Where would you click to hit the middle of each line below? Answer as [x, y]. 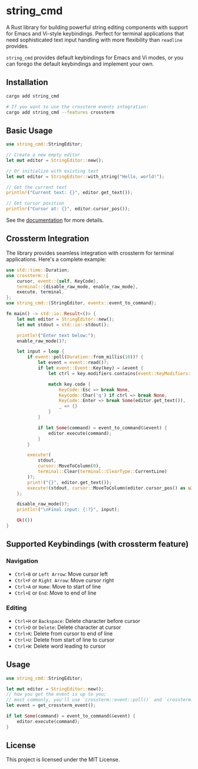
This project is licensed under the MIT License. [63, 760]
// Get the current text [37, 187]
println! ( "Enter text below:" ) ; [56, 335]
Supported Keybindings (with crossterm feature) [98, 544]
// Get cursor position [35, 203]
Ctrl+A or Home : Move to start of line [58, 586]
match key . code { [70, 384]
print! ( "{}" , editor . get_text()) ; [70, 482]
